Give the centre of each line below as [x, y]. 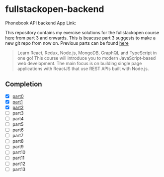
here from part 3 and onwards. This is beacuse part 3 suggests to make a [80, 38]
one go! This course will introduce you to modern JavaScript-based [86, 58]
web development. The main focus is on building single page [80, 63]
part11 [18, 158]
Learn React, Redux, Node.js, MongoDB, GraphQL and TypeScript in [87, 53]
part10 [19, 152]
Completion [24, 84]
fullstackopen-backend [55, 9]
